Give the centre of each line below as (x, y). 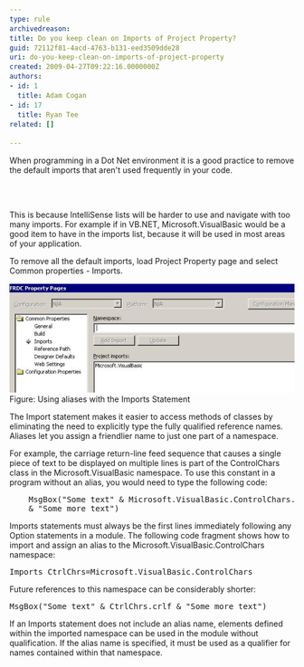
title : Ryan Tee (48, 114)
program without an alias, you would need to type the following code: (138, 482)
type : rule (30, 19)
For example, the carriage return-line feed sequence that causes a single (146, 453)
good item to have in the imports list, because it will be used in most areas (147, 234)
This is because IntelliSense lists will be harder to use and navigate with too (150, 215)
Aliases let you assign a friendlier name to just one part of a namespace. (144, 436)
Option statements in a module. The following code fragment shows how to (149, 536)
